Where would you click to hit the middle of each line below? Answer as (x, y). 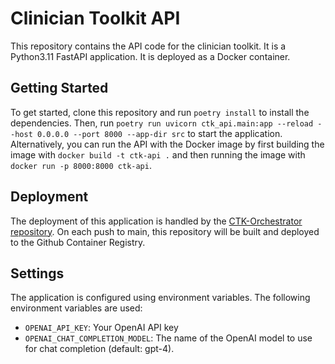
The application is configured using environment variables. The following (160, 298)
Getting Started (59, 88)
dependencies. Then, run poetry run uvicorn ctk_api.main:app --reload (162, 123)
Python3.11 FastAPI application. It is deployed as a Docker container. (150, 56)
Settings (37, 273)
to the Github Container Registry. (78, 242)
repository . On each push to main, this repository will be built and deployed (165, 231)
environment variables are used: (76, 308)
